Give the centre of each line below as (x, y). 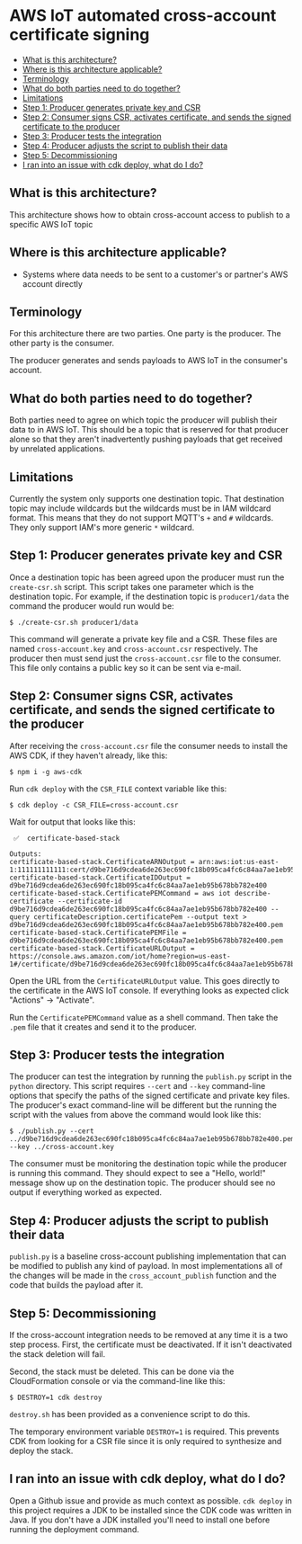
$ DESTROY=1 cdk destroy (56, 1398)
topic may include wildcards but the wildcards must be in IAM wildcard (140, 508)
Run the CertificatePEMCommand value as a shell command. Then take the (144, 1017)
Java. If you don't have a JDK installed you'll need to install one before (140, 1520)
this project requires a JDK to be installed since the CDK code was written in (151, 1510)
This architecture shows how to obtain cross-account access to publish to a (150, 214)
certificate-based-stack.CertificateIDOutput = (100, 878)
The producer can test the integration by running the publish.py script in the (151, 1076)
